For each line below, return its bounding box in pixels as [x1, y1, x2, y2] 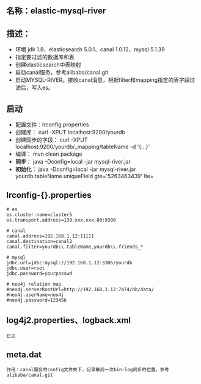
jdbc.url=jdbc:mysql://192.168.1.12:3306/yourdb [6, 259, 133, 266]
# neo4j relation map [6, 281, 62, 287]
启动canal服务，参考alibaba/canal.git [15, 69, 109, 76]
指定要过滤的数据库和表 [15, 54, 75, 61]
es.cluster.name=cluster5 [6, 211, 72, 218]
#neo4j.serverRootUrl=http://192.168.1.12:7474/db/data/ [6, 286, 155, 292]
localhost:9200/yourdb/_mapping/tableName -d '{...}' [15, 143, 150, 151]
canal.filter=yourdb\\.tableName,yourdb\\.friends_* [6, 244, 144, 250]
